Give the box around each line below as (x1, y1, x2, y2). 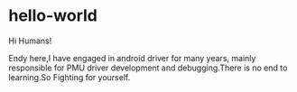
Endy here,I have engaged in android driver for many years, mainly (8, 52, 256, 63)
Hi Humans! (8, 35, 52, 46)
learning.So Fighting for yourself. (8, 71, 131, 82)
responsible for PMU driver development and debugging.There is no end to (8, 62, 288, 73)
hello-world (8, 5, 98, 26)
